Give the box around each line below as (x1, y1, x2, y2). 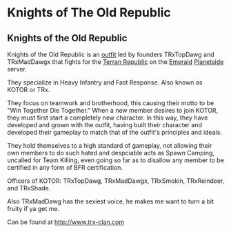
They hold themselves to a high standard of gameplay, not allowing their (7, 142, 212, 149)
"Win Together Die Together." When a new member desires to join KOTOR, (7, 107, 219, 114)
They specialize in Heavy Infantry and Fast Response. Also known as (7, 78, 203, 87)
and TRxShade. (7, 184, 51, 192)
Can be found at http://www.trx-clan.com (7, 218, 125, 226)
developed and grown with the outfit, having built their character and (7, 121, 202, 129)
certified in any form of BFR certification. (7, 164, 123, 171)
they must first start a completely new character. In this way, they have (7, 113, 208, 122)
